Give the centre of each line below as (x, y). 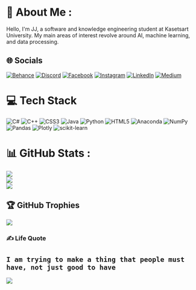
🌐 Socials (25, 60)
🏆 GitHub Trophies (43, 205)
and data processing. (33, 42)
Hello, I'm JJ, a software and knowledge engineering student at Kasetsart (97, 29)
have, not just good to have (61, 267)
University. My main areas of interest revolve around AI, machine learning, (98, 35)
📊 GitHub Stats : (48, 153)
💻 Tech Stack (42, 100)
